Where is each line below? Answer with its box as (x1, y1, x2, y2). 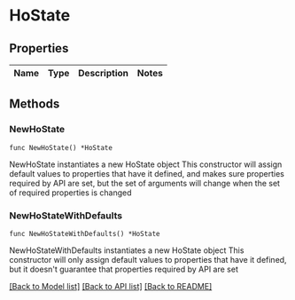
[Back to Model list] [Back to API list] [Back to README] (9, 280, 213, 291)
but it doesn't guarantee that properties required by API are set (9, 264, 239, 274)
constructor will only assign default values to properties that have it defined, (9, 254, 287, 264)
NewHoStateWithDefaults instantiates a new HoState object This (9, 245, 245, 256)
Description (78, 67, 128, 79)
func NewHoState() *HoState (9, 143, 113, 152)
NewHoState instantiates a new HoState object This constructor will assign (9, 159, 283, 170)
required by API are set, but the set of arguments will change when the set (9, 178, 281, 188)
